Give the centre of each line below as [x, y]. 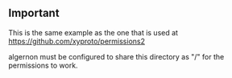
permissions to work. [43, 65]
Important [34, 13]
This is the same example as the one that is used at [93, 32]
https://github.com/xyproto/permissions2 [77, 41]
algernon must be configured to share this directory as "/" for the [116, 56]
